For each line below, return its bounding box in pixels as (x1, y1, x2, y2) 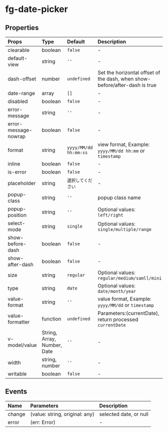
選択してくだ (66, 177, 92, 183)
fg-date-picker (5, 3, 68, 15)
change (7, 410, 26, 417)
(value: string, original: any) (30, 410, 94, 417)
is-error (7, 168, 26, 175)
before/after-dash (97, 81, 141, 88)
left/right (97, 212, 123, 218)
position (7, 211, 26, 218)
